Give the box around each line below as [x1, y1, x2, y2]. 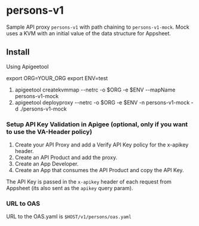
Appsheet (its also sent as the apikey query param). [6, 185, 133, 192]
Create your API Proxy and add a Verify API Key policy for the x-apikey [14, 141, 189, 148]
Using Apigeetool [6, 63, 49, 70]
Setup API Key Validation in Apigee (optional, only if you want [6, 120, 188, 129]
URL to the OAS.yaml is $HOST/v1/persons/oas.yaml [6, 213, 131, 220]
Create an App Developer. [14, 160, 79, 167]
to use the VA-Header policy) [6, 127, 93, 136]
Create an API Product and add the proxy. [14, 154, 118, 161]
